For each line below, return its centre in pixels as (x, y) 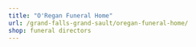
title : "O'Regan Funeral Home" (61, 16)
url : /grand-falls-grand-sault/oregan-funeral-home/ (98, 23)
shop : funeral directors (50, 30)
